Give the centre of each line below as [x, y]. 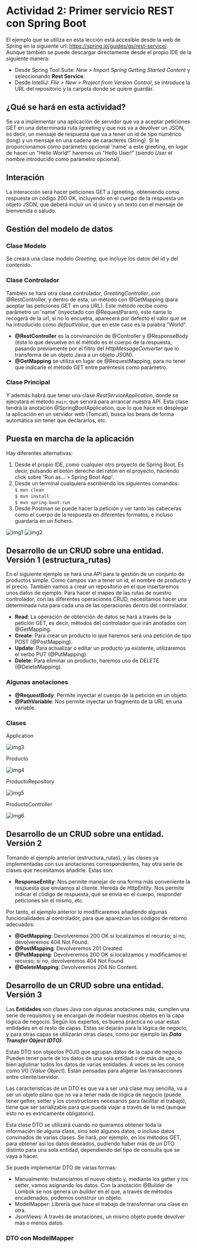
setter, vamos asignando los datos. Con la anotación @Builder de [94, 1185]
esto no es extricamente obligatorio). [51, 1113]
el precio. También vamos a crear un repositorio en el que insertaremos [93, 587]
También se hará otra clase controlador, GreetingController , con [83, 293]
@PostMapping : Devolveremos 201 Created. [69, 948]
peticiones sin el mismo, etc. [49, 900]
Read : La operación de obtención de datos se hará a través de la [93, 617]
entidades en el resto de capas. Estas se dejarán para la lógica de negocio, [97, 1028]
